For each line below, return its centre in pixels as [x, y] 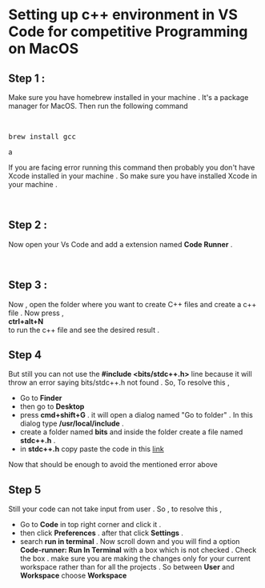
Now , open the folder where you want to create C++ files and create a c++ [132, 304]
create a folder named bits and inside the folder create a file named [131, 432]
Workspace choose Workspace [73, 576]
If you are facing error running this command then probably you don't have [132, 167]
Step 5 [25, 490]
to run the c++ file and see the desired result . [84, 330]
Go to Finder [41, 398]
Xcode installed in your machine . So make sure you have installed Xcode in [133, 176]
